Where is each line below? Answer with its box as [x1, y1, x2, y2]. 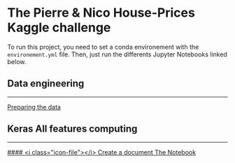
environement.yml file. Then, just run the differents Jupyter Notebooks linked [7, 50, 227, 59]
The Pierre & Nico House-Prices [7, 5, 196, 21]
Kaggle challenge [7, 20, 111, 36]
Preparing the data [7, 102, 62, 111]
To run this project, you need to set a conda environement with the [7, 42, 199, 51]
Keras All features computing [7, 123, 138, 135]
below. [7, 57, 27, 65]
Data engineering [7, 78, 85, 90]
